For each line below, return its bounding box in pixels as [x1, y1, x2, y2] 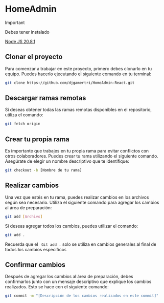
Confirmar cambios [5, 260, 66, 269]
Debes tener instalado [5, 29, 50, 35]
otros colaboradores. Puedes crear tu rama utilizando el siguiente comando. [5, 153, 158, 159]
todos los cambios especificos [5, 246, 67, 252]
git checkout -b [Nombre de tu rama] [5, 168, 82, 173]
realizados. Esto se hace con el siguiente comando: [5, 284, 109, 290]
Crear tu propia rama [5, 135, 70, 143]
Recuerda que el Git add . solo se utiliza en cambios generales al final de [5, 241, 157, 247]
